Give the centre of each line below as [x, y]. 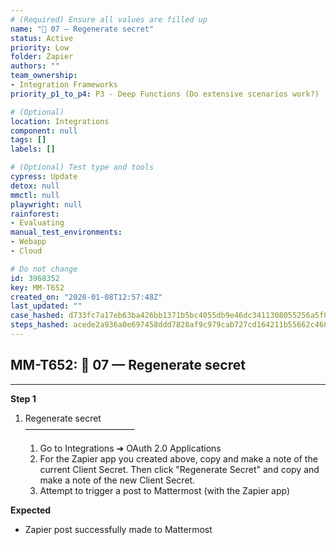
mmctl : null [35, 195]
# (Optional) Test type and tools [82, 167]
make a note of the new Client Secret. [117, 480]
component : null [44, 131]
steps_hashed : [40, 325]
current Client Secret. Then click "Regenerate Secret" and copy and [179, 469]
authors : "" [35, 66]
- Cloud [26, 251]
